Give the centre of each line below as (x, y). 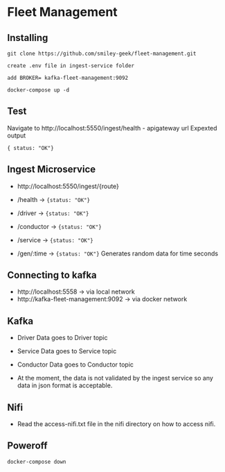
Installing (28, 38)
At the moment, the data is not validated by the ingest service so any (115, 378)
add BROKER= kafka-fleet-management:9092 (68, 78)
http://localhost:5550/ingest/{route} (68, 186)
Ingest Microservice (52, 170)
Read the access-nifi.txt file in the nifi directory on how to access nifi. (116, 424)
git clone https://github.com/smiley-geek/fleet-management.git (102, 53)
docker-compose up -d (38, 90)
